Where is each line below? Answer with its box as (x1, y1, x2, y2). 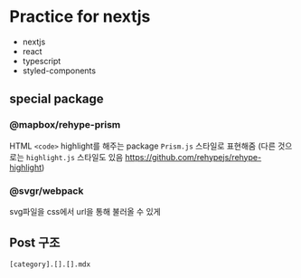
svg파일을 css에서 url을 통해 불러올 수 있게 (9, 206, 161, 216)
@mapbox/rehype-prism (9, 119, 121, 131)
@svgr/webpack (9, 184, 84, 197)
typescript (22, 55, 61, 66)
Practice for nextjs (9, 6, 151, 27)
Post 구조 (9, 235, 61, 251)
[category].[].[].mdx (9, 260, 91, 269)
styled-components (22, 65, 97, 76)
